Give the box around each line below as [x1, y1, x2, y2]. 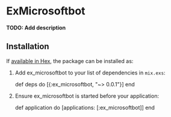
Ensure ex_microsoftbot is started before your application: [14, 92, 160, 100]
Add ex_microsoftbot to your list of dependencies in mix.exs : [14, 69, 166, 76]
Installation [6, 41, 49, 52]
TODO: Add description [6, 24, 66, 31]
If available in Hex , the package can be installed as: [6, 57, 134, 64]
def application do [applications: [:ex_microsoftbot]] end [14, 104, 155, 111]
